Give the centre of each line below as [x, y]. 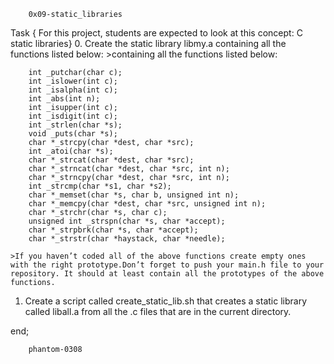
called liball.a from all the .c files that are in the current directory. [158, 311]
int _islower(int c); [73, 81]
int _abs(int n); [64, 99]
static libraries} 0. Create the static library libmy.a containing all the [148, 43]
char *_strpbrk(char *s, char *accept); [113, 230]
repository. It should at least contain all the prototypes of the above [167, 274]
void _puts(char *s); [73, 134]
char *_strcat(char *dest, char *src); [111, 160]
